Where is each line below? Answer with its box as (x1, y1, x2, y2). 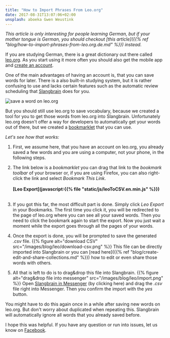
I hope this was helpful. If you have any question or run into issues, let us (5, 322, 158, 328)
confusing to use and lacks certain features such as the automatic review (5, 83, 158, 89)
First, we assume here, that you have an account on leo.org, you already (12, 144, 164, 150)
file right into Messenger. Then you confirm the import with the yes (12, 286, 153, 292)
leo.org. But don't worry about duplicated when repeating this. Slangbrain (5, 306, 159, 313)
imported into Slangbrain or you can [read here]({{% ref (12, 249, 129, 255)
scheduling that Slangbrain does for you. (5, 88, 90, 95)
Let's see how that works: (5, 134, 59, 140)
